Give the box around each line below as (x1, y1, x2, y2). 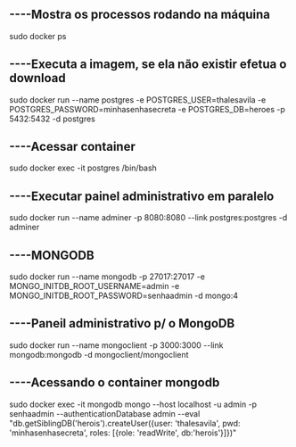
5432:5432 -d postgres (9, 113, 95, 124)
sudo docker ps (9, 30, 67, 41)
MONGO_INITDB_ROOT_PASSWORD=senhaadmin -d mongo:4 (9, 290, 239, 302)
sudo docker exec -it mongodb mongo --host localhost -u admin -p (9, 399, 257, 410)
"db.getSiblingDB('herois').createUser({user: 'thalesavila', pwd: (9, 418, 241, 428)
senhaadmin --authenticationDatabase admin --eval (9, 408, 201, 418)
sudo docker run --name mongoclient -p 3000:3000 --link (9, 339, 224, 351)
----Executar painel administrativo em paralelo (9, 188, 275, 203)
